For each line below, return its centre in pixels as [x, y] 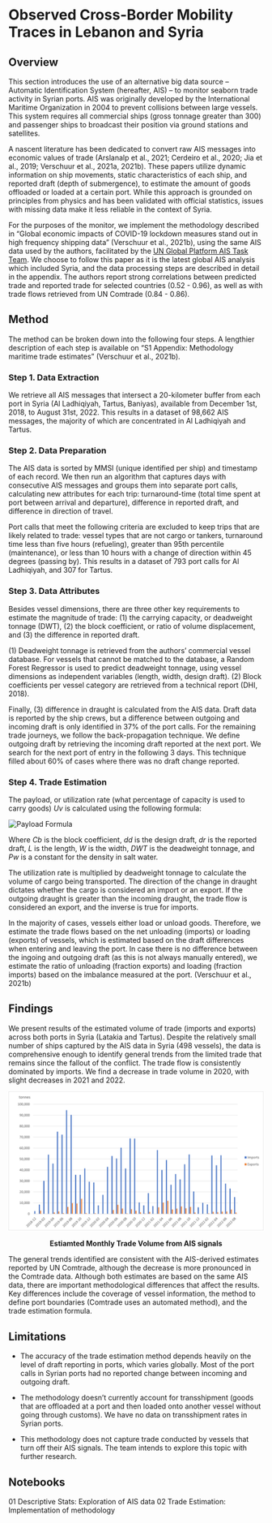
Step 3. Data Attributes [54, 592]
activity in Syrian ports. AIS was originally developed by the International [129, 99]
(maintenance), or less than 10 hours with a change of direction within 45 [130, 553]
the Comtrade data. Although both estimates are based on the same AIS [128, 1276]
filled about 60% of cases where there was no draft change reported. [124, 761]
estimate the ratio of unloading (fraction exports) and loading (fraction [125, 966]
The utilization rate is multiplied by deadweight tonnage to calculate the [127, 873]
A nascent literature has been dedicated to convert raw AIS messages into [132, 149]
